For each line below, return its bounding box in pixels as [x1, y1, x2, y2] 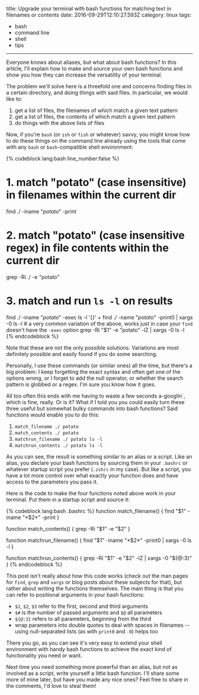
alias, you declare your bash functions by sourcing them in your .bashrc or [6, 459, 188, 466]
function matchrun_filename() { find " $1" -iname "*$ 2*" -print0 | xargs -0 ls [6, 536, 192, 544]
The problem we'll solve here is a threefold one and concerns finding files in [6, 83, 192, 89]
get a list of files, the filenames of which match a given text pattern [14, 107, 178, 114]
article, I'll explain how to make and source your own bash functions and [6, 65, 183, 72]
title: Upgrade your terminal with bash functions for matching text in [6, 5, 172, 12]
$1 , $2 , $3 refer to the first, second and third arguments [14, 603, 149, 610]
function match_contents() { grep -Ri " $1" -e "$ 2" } [6, 525, 130, 532]
